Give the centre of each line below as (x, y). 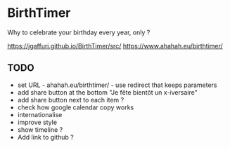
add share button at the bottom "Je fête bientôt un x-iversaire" (108, 92)
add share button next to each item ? (71, 100)
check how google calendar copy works (76, 107)
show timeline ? (40, 129)
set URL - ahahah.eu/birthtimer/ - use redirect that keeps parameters (117, 85)
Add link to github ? (45, 137)
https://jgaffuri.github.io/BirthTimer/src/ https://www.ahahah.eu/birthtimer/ (115, 46)
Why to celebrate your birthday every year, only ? (79, 32)
